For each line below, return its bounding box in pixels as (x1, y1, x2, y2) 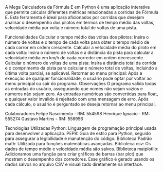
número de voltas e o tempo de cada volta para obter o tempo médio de (5, 39, 149, 45)
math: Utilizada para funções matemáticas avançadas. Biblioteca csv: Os (5, 141, 151, 146)
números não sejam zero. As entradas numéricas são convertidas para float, (5, 91, 158, 97)
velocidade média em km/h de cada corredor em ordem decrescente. (5, 55, 145, 60)
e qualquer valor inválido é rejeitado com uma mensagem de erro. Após (5, 96, 149, 102)
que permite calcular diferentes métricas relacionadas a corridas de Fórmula (5, 9, 159, 15)
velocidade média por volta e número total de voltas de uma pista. (5, 25, 138, 31)
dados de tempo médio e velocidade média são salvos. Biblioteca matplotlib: (5, 146, 159, 152)
